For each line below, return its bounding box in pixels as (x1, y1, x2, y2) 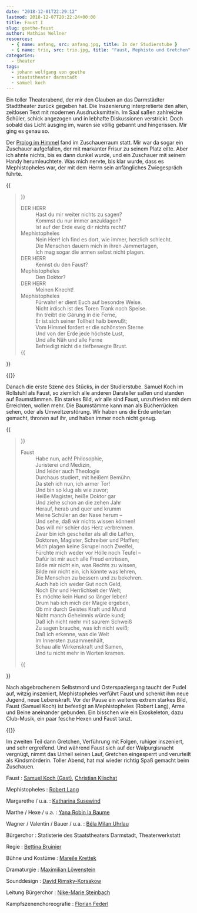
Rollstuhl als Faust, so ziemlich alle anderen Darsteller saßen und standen (6, 390, 184, 396)
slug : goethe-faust (6, 25, 54, 31)
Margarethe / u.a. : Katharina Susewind (6, 797, 101, 804)
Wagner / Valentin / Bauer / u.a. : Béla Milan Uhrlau (6, 820, 129, 827)
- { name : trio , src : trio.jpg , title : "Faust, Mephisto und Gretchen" (11, 47, 191, 53)
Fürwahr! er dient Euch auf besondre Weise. (35, 299, 142, 306)
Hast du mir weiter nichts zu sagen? (35, 211, 122, 218)
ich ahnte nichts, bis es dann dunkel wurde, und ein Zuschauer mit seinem (6, 152, 186, 158)
